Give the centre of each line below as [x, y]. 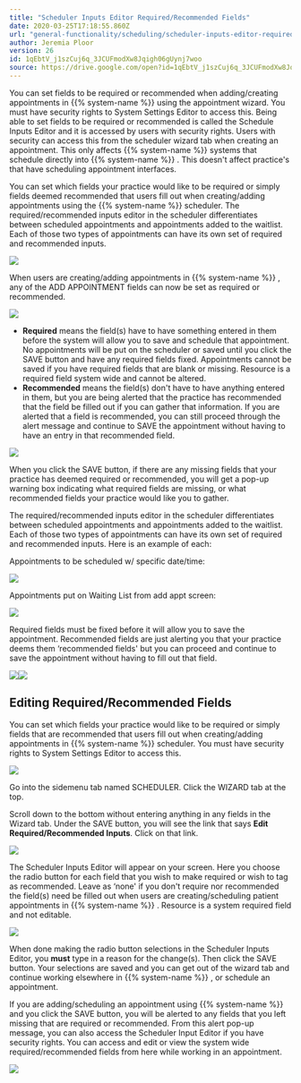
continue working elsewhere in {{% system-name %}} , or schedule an [140, 977]
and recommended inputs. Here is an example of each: [111, 543]
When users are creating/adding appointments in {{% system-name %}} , [145, 277]
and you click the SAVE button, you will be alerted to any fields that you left [148, 1013]
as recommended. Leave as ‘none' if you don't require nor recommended [144, 886]
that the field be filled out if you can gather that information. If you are [151, 406]
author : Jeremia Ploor [52, 43]
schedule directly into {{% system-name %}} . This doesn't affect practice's [149, 159]
